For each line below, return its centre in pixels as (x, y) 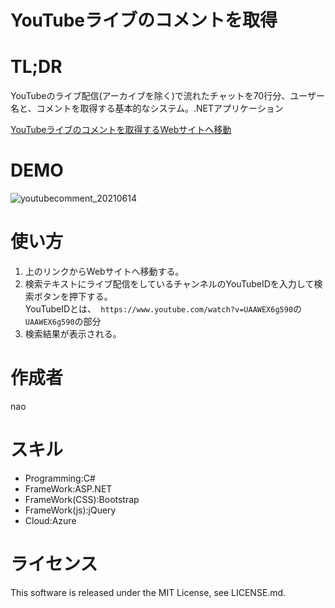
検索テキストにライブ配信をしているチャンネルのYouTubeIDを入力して (169, 284)
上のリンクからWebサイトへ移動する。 (104, 271)
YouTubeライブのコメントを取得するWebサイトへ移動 (121, 130)
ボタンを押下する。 (73, 296)
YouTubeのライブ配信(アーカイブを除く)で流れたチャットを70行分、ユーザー (167, 96)
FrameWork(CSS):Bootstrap (82, 499)
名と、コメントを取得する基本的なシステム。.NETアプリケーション (147, 108)
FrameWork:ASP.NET (68, 488)
